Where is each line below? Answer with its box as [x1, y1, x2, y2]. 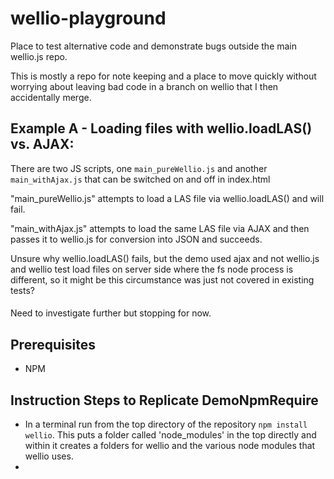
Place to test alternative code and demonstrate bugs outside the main [10, 40, 298, 52]
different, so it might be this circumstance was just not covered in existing [10, 273, 315, 286]
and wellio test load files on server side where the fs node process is [10, 263, 294, 275]
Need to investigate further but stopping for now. [10, 307, 212, 319]
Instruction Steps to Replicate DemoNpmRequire [10, 392, 319, 409]
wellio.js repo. [10, 50, 68, 62]
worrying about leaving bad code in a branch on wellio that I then [10, 80, 279, 92]
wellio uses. [24, 450, 74, 462]
